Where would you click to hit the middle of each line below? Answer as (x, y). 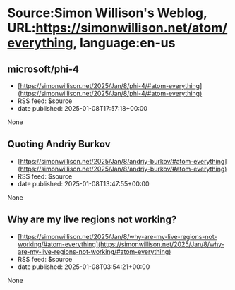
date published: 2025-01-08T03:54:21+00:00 (84, 267)
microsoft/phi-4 (43, 69)
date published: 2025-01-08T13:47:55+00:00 (83, 183)
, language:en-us (124, 43)
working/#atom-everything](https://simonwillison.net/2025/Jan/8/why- (121, 244)
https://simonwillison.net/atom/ (132, 28)
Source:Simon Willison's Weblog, (107, 13)
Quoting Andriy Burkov (59, 144)
